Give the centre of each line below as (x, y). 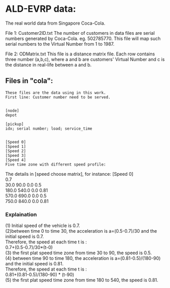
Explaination (21, 214)
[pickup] (15, 124)
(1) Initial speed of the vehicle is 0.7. (43, 225)
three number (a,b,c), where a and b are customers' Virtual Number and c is (85, 59)
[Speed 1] (16, 147)
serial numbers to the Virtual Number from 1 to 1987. (60, 44)
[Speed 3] (16, 155)
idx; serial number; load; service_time (49, 129)
